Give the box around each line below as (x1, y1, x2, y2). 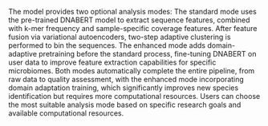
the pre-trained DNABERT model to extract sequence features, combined (8, 15, 250, 25)
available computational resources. (8, 108, 124, 118)
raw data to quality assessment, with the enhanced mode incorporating (8, 75, 245, 84)
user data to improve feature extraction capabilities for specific (8, 57, 217, 67)
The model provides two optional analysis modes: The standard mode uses (8, 7, 257, 16)
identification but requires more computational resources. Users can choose (8, 92, 261, 100)
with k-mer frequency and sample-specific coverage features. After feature (8, 24, 258, 33)
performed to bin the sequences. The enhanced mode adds (8, 41, 206, 50)
